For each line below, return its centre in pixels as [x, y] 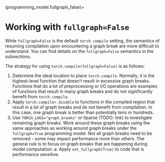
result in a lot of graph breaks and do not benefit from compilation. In [82, 107]
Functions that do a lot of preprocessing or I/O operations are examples [85, 86]
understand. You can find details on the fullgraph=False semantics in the [79, 51]
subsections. [18, 56]
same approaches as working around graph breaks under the [74, 128]
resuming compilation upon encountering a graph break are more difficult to [82, 46]
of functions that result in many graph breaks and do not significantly [82, 91]
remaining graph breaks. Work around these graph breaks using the [81, 122]
